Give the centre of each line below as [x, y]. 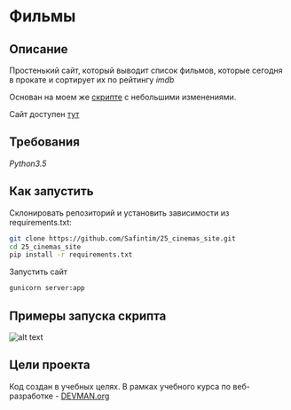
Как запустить [51, 191]
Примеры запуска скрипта [88, 315]
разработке [31, 396]
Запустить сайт [39, 272]
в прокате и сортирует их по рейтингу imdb [92, 80]
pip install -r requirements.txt [71, 255]
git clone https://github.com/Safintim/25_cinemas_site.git [123, 238]
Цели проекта [50, 365]
